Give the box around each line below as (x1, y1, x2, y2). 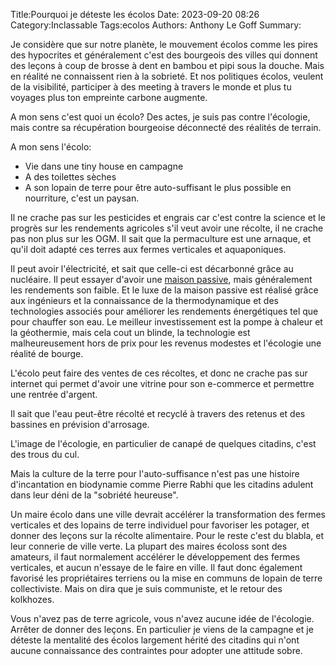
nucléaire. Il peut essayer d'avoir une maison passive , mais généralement (10, 274, 313, 285)
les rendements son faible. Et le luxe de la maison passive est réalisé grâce (10, 284, 319, 296)
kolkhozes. (10, 594, 55, 605)
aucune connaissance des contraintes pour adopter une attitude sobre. (10, 645, 303, 656)
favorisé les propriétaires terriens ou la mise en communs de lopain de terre (10, 572, 323, 584)
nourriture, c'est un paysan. (24, 192, 140, 204)
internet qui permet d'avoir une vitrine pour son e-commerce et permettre (10, 378, 315, 389)
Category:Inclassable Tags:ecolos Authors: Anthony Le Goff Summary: (10, 19, 302, 31)
